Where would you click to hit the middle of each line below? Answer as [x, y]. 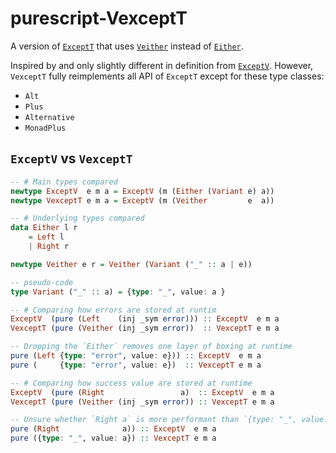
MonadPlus [45, 128]
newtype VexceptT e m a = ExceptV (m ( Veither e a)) [142, 200]
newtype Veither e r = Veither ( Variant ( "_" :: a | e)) [131, 264]
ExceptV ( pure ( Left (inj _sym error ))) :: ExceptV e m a [145, 319]
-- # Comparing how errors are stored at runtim [113, 310]
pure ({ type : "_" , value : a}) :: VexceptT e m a [113, 438]
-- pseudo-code [42, 282]
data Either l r [44, 228]
